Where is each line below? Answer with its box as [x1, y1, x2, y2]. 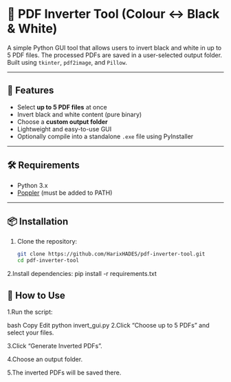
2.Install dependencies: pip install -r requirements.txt [7, 270, 157, 278]
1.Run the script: [7, 308, 53, 316]
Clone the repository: [16, 237, 78, 246]
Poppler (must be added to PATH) [16, 189, 113, 197]
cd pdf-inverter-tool [16, 257, 79, 264]
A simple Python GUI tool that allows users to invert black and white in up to [7, 43, 222, 52]
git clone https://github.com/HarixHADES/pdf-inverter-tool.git [16, 251, 206, 257]
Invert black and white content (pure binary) [16, 110, 142, 118]
